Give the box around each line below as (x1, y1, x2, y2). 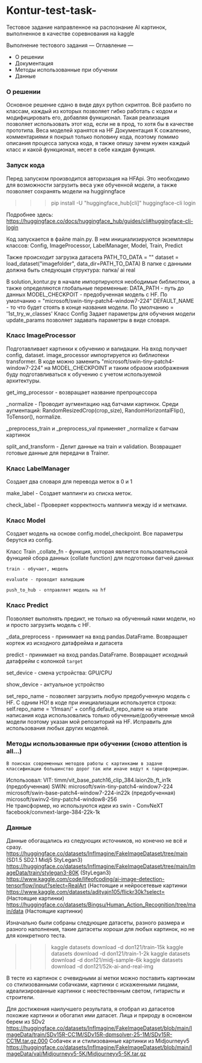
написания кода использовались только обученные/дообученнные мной (6, 711, 195, 719)
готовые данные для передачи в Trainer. (6, 449, 110, 457)
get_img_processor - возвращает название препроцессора (6, 388, 158, 396)
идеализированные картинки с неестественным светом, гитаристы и (6, 987, 185, 994)
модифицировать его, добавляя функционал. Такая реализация (6, 114, 170, 121)
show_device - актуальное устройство (6, 681, 105, 688)
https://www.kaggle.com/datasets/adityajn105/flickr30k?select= (6, 888, 165, 896)
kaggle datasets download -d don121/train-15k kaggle (50, 944, 183, 951)
